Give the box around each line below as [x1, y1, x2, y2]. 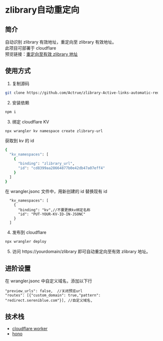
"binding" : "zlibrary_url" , [17, 161, 75, 166]
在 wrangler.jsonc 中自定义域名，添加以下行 [5, 278, 92, 284]
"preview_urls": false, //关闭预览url [5, 289, 83, 294]
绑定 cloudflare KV [12, 119, 49, 124]
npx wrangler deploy [5, 239, 47, 244]
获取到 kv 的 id [5, 138, 34, 144]
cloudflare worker [12, 325, 48, 331]
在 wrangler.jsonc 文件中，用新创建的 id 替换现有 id [5, 188, 108, 194]
